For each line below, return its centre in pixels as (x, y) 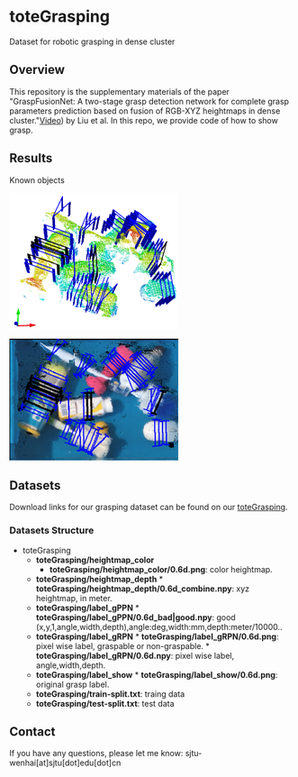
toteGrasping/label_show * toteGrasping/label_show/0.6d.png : (157, 674)
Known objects (37, 180)
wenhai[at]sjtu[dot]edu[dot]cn (65, 763)
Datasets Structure (52, 531)
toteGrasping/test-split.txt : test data (105, 703)
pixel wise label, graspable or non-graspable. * (122, 645)
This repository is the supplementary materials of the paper (119, 91)
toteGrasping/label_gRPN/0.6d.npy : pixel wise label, (135, 655)
